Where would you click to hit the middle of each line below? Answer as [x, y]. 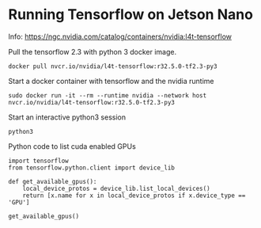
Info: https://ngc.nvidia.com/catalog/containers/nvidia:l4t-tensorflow [120, 36]
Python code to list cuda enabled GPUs [72, 146]
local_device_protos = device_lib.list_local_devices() [117, 188]
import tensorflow [38, 161]
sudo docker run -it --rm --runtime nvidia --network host [108, 95]
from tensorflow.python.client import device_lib [92, 168]
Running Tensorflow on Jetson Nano [130, 15]
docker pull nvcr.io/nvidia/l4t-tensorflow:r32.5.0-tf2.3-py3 [113, 66]
